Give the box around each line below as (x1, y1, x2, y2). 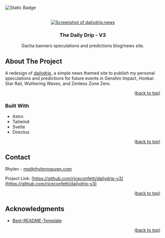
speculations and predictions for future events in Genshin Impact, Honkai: (5, 75, 155, 81)
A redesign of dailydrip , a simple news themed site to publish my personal (5, 70, 155, 76)
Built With (5, 102, 30, 109)
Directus (12, 129, 30, 135)
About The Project (5, 57, 63, 65)
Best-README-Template (12, 218, 62, 224)
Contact (5, 153, 31, 161)
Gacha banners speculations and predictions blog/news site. (21, 43, 144, 49)
